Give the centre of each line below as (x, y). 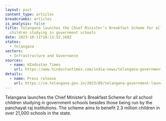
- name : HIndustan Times (35, 65)
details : (14, 74)
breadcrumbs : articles (28, 19)
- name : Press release (33, 79)
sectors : (14, 51)
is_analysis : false (25, 23)
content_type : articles (30, 14)
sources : (14, 60)
